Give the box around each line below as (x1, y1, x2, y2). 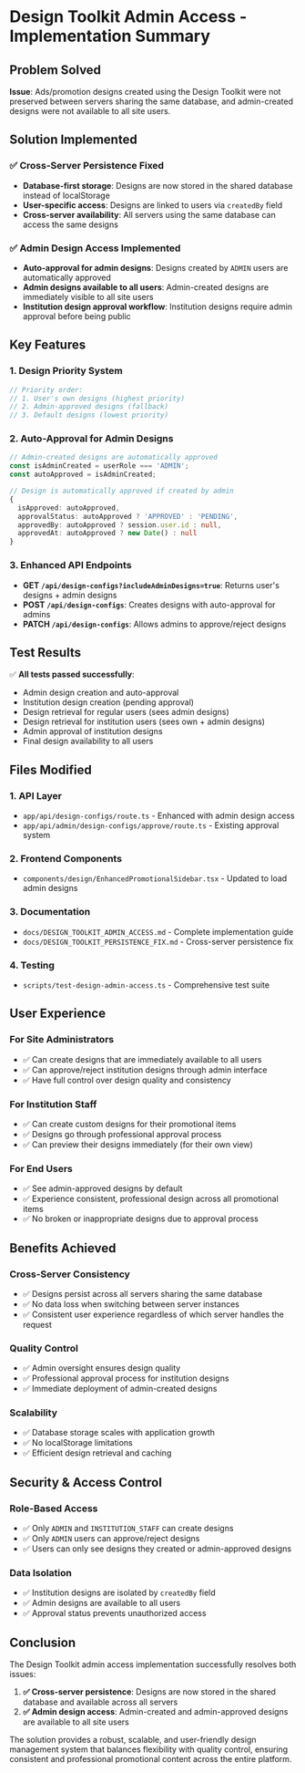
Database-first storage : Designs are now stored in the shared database (22, 180, 293, 191)
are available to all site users (22, 1716, 129, 1727)
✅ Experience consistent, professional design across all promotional (22, 1193, 280, 1205)
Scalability (9, 1406, 57, 1419)
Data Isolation (9, 1567, 73, 1580)
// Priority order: (9, 385, 84, 394)
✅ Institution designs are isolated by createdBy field (22, 1587, 216, 1598)
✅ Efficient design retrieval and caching (22, 1447, 172, 1458)
